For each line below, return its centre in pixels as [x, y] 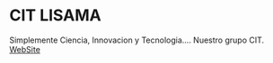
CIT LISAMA [55, 16]
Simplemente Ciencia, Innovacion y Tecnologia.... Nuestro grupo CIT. [137, 40]
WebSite [25, 49]
